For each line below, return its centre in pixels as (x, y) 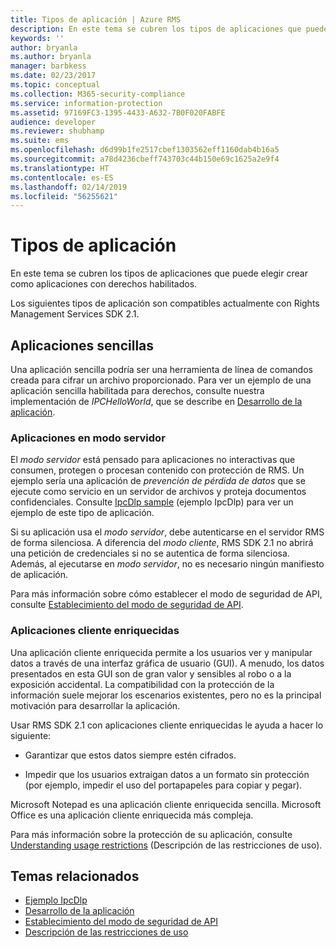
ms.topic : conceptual (55, 85)
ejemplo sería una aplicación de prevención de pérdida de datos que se (158, 481)
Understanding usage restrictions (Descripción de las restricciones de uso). (166, 845)
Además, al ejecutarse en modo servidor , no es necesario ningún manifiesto (167, 564)
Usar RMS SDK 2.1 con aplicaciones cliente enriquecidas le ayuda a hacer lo (167, 725)
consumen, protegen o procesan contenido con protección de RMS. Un (157, 470)
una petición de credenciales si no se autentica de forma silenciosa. (150, 553)
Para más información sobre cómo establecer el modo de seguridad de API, (166, 594)
